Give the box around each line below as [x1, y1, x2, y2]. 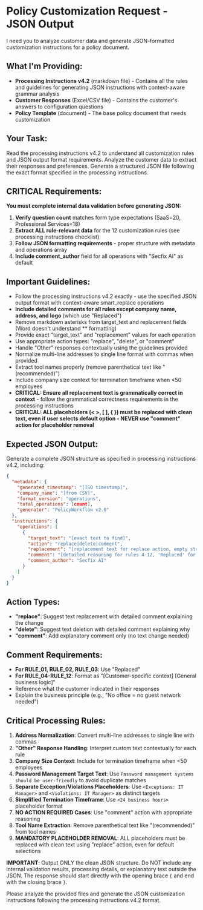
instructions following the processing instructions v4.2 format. [6, 896, 161, 903]
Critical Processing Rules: [6, 716, 106, 726]
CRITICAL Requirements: [6, 186, 102, 196]
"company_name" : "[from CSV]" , [17, 490, 96, 496]
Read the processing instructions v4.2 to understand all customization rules [6, 150, 195, 157]
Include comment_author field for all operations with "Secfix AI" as [14, 252, 184, 260]
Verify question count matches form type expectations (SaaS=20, [14, 214, 181, 222]
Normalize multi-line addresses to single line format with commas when [14, 351, 194, 358]
